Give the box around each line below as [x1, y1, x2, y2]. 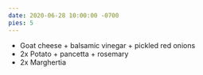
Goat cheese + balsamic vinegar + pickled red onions [19, 40, 196, 50]
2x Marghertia [19, 57, 66, 67]
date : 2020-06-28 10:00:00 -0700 [8, 11, 119, 20]
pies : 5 [8, 19, 34, 27]
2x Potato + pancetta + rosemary [19, 49, 129, 58]
